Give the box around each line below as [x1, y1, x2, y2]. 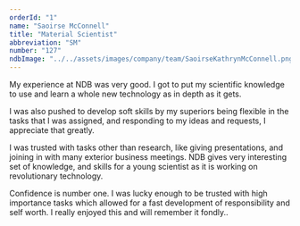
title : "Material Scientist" [9, 29, 118, 38]
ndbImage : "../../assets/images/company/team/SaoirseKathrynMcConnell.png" [9, 54, 297, 63]
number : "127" [9, 46, 62, 55]
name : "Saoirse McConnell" [9, 21, 110, 30]
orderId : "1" [9, 13, 58, 22]
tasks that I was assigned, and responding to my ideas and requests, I [9, 115, 266, 126]
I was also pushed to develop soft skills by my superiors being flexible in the [9, 106, 289, 116]
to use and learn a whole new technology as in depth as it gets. [9, 88, 242, 99]
